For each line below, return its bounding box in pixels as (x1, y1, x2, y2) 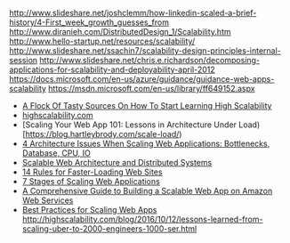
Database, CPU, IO (21, 148, 91, 158)
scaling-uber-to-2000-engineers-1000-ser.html (21, 223, 197, 234)
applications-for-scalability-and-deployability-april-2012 (9, 64, 215, 75)
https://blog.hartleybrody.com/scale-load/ (25, 129, 180, 139)
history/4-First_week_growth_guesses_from (9, 17, 169, 28)
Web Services (21, 195, 74, 206)
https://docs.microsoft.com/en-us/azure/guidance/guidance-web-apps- (9, 74, 275, 84)
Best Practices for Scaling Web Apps (21, 205, 157, 215)
